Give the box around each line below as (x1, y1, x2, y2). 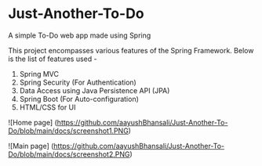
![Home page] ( (8, 117, 57, 127)
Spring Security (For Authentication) (19, 78, 137, 87)
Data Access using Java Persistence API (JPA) (19, 85, 170, 95)
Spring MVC (19, 69, 60, 78)
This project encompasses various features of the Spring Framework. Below (8, 45, 254, 55)
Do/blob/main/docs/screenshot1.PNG (8, 126, 129, 135)
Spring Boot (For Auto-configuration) (19, 94, 140, 103)
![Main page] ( (8, 141, 54, 150)
